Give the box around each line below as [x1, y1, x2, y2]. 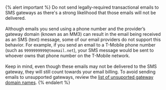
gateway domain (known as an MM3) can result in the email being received [5, 31, 161, 37]
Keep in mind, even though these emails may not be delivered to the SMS [5, 63, 157, 69]
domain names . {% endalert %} [5, 79, 70, 85]
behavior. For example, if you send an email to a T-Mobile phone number [5, 42, 156, 48]
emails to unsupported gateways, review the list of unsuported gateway [5, 74, 153, 80]
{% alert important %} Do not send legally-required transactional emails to [5, 5, 159, 10]
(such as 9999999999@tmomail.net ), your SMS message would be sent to [5, 48, 154, 53]
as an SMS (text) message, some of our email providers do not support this [5, 36, 161, 42]
